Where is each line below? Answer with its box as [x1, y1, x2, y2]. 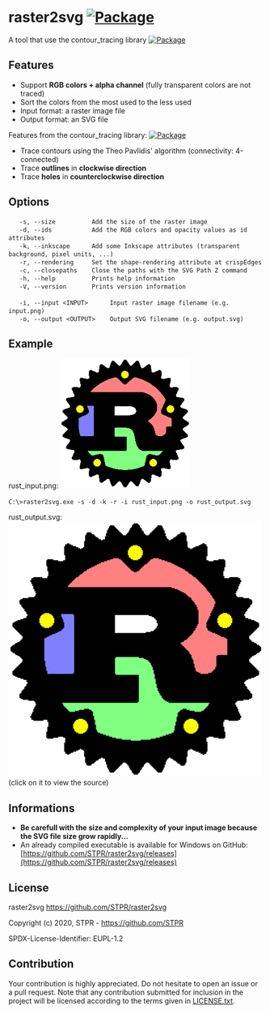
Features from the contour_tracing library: [8, 130, 148, 139]
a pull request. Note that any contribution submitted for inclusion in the [8, 987, 244, 997]
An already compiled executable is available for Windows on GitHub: [19, 840, 248, 850]
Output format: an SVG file [19, 114, 108, 124]
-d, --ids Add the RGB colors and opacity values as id [19, 225, 248, 234]
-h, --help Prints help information [19, 274, 175, 283]
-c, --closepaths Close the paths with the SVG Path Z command [19, 266, 248, 275]
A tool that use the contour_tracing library [8, 35, 147, 45]
